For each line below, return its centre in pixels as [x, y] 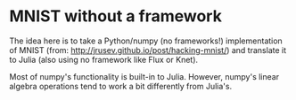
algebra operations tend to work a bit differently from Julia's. [121, 86]
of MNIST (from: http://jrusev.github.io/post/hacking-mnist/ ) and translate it [148, 50]
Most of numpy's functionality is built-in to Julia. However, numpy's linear [144, 76]
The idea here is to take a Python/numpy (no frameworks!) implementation [146, 41]
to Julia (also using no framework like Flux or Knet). [104, 59]
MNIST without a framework [116, 16]
